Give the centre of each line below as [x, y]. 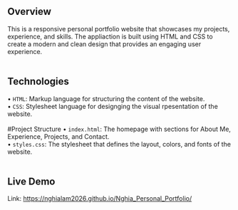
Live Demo [31, 182]
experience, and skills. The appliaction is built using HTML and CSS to [110, 36]
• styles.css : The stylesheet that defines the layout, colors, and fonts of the [119, 144]
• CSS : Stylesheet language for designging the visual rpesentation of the [113, 106]
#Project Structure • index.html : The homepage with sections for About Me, [119, 129]
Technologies [38, 82]
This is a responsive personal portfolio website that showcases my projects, [119, 28]
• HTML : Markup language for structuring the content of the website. [106, 98]
